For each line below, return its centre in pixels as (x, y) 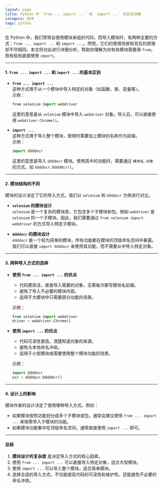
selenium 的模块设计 (32, 206)
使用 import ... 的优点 (35, 331)
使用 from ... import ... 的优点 (44, 274)
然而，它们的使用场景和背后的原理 (121, 44)
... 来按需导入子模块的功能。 (41, 422)
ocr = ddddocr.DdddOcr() (37, 378)
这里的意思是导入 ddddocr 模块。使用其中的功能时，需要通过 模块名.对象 (83, 161)
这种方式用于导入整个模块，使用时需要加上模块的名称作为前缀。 (76, 136)
